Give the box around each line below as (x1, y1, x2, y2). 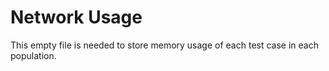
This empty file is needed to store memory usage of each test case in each (10, 39, 319, 51)
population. (10, 49, 57, 61)
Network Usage (10, 6, 143, 29)
